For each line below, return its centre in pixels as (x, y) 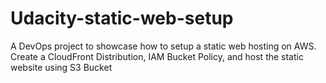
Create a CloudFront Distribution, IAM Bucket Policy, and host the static (157, 56)
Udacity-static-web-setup (122, 18)
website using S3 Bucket (61, 67)
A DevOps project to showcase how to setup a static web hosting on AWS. (163, 46)
